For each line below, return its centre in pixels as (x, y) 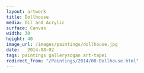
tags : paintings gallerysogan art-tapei (57, 55)
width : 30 (18, 34)
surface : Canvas (26, 28)
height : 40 (20, 39)
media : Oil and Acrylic (36, 22)
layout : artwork (26, 11)
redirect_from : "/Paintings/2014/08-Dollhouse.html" (73, 61)
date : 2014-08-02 (30, 50)
